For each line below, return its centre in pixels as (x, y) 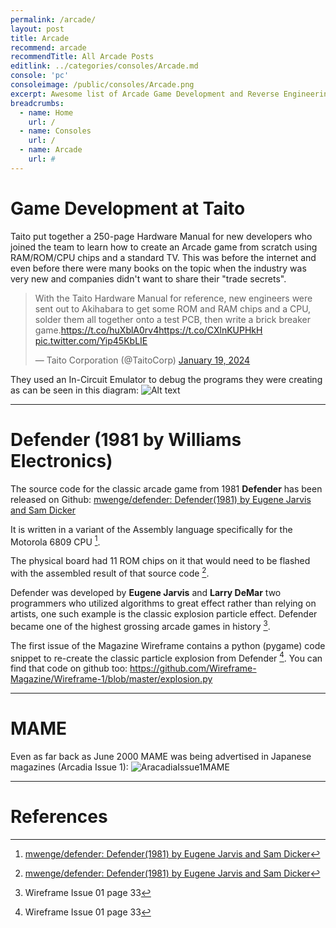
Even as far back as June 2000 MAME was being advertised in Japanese (161, 757)
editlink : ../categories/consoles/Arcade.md (104, 66)
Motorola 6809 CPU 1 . (55, 541)
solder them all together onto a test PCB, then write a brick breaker (172, 319)
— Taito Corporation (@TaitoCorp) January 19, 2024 (142, 360)
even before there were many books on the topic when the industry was (158, 268)
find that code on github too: (69, 668)
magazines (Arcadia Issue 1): (69, 767)
